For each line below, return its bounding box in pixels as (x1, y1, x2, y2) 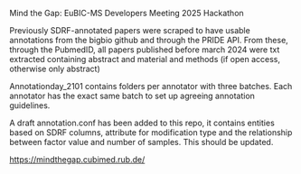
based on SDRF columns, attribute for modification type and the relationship (9, 127, 293, 138)
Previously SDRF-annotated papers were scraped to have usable (9, 25, 250, 35)
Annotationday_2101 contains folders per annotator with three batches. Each (9, 81, 293, 91)
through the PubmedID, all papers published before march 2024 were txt (9, 44, 280, 55)
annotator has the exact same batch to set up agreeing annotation (9, 90, 256, 101)
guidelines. (9, 100, 51, 111)
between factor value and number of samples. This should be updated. (9, 137, 274, 147)
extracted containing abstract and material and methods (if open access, (9, 54, 281, 64)
